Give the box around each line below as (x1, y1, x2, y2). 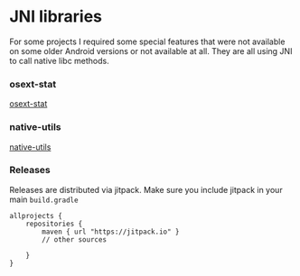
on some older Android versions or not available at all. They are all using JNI (9, 45, 293, 56)
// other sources (42, 235, 107, 244)
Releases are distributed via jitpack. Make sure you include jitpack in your (9, 184, 283, 195)
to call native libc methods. (9, 55, 110, 66)
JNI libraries (9, 6, 102, 27)
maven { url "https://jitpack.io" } (42, 227, 180, 236)
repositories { (25, 219, 83, 228)
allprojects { (9, 211, 63, 220)
